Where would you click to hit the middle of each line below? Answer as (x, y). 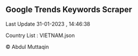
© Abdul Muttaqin (27, 47)
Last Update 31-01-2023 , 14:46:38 (48, 24)
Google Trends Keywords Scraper (69, 10)
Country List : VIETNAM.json (40, 35)
